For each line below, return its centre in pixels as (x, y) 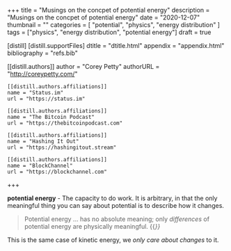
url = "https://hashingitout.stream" (62, 147)
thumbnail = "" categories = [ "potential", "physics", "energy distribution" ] (114, 25)
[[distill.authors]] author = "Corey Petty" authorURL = (83, 66)
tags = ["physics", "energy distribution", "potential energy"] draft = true (109, 32)
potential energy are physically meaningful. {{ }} (92, 226)
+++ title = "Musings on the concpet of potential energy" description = (109, 10)
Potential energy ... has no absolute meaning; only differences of (117, 219)
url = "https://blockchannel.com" (57, 172)
